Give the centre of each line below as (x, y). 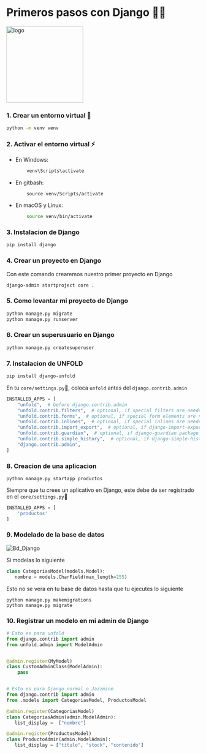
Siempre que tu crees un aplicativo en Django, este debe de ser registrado (100, 490)
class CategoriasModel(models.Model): (56, 571)
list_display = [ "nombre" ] (50, 723)
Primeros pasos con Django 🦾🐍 (86, 13)
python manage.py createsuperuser (51, 348)
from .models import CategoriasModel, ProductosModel (77, 700)
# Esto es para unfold (35, 633)
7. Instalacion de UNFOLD (45, 363)
